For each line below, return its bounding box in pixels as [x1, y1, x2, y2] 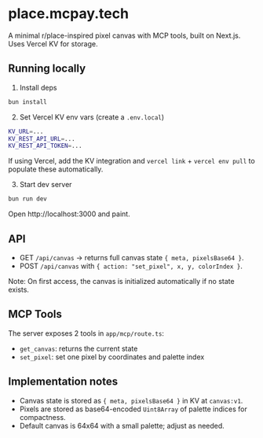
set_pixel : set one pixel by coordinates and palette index [19, 352, 205, 362]
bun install [8, 98, 47, 106]
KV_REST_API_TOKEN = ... [8, 142, 82, 150]
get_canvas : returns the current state [19, 344, 138, 353]
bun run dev [8, 195, 47, 203]
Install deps [19, 83, 57, 92]
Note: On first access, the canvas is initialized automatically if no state [8, 276, 235, 285]
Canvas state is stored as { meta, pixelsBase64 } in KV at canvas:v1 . [19, 396, 243, 405]
